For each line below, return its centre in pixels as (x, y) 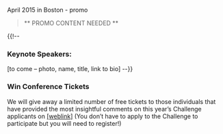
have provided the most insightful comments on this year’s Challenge (104, 109)
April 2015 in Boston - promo (48, 10)
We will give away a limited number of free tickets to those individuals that (112, 101)
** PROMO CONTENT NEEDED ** (71, 23)
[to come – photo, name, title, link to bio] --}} (70, 69)
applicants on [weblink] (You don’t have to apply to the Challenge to (103, 116)
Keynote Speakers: (39, 54)
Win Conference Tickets (49, 87)
